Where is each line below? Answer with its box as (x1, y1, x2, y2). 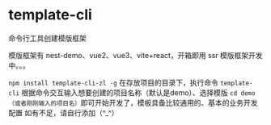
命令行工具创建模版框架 (8, 33, 87, 43)
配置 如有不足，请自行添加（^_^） (8, 107, 119, 118)
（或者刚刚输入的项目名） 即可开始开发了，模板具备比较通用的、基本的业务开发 (8, 98, 258, 107)
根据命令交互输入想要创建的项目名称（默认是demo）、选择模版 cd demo (21, 87, 256, 98)
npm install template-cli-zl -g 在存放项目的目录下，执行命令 (8, 77, 218, 87)
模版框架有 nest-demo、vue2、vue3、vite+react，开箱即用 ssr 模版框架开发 (8, 50, 263, 60)
